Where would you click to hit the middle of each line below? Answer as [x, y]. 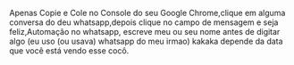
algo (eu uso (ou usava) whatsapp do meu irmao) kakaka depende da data [146, 41]
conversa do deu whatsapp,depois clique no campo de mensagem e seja [144, 22]
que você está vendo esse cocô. [69, 51]
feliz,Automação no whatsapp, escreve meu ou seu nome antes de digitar [145, 32]
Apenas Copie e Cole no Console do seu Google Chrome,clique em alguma [147, 13]
